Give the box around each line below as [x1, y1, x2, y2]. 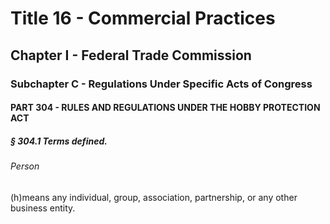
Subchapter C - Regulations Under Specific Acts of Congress [10, 77, 313, 91]
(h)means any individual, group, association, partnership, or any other [10, 191, 298, 203]
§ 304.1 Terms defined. [10, 135, 108, 147]
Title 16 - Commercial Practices [10, 7, 276, 30]
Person [10, 160, 40, 172]
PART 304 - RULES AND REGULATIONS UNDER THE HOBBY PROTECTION [10, 102, 321, 114]
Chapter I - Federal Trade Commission [10, 47, 252, 64]
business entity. [10, 202, 76, 214]
